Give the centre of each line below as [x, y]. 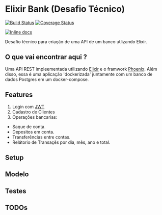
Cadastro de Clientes [33, 112]
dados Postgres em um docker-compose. [47, 79]
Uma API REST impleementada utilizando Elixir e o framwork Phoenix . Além [81, 69]
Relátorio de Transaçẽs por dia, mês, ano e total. [61, 142]
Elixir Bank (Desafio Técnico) [65, 9]
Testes [16, 191]
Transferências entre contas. [41, 137]
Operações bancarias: [35, 117]
